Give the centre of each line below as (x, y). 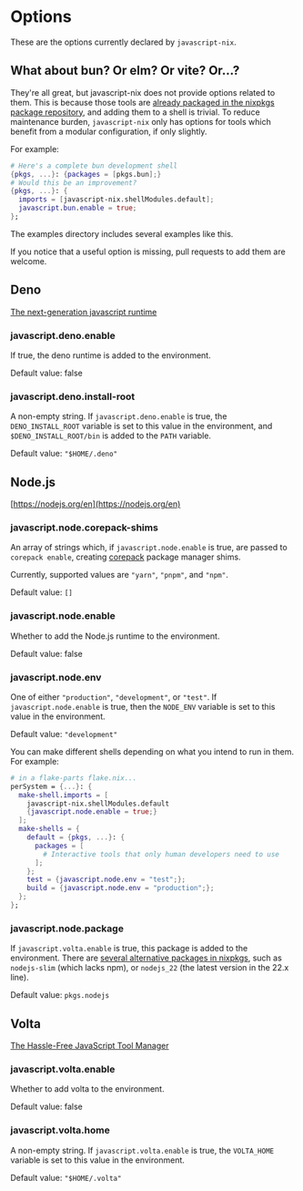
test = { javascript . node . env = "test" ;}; (106, 880)
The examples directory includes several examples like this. (122, 233)
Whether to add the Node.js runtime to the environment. (115, 636)
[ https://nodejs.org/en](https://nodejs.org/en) (96, 504)
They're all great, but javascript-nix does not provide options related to (143, 92)
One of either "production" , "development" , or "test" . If (114, 697)
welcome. (29, 261)
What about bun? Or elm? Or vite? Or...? (125, 71)
